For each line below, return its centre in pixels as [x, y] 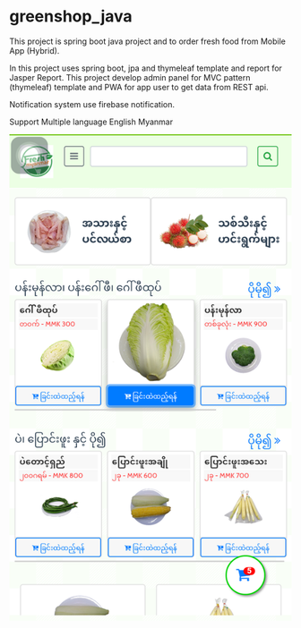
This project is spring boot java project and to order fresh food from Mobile [148, 41]
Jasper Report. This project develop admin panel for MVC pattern [130, 77]
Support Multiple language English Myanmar [91, 122]
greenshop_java [71, 17]
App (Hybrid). [34, 50]
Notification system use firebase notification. [92, 104]
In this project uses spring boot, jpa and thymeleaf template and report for [146, 68]
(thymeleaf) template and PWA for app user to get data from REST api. [139, 87]
